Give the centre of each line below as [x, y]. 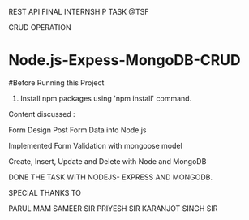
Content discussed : [42, 114]
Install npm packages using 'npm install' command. [106, 98]
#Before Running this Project [56, 82]
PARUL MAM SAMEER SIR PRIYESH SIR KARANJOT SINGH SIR [113, 208]
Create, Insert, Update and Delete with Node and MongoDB [107, 161]
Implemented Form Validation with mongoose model [95, 145]
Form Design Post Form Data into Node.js [77, 130]
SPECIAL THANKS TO [45, 192]
